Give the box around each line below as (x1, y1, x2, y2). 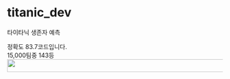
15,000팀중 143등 (7, 51, 55, 59)
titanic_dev (7, 5, 72, 20)
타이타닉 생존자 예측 (7, 28, 60, 36)
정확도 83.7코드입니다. (7, 42, 67, 50)
